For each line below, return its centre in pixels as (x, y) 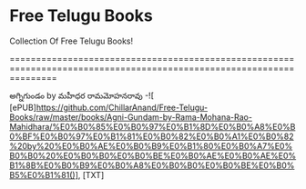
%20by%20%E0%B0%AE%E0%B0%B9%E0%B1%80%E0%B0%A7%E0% (151, 145)
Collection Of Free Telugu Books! (71, 41)
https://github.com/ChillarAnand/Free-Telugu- (122, 107)
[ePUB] (23, 107)
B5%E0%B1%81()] (44, 174)
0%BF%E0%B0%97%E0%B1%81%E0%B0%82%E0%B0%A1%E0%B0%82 (152, 136)
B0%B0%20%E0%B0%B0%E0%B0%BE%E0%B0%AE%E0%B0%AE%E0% (153, 155)
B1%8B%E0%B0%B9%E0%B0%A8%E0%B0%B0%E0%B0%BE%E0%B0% (152, 165)
